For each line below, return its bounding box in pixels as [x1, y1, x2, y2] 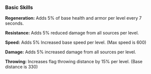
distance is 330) [5, 64, 38, 70]
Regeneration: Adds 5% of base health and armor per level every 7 [5, 15, 142, 21]
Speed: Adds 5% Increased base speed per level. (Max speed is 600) [5, 39, 147, 45]
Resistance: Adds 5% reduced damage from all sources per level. [5, 30, 139, 36]
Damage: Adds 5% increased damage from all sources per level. [5, 49, 136, 55]
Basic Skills [5, 4, 33, 11]
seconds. [5, 20, 24, 26]
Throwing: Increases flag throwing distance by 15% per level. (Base [5, 59, 143, 65]
